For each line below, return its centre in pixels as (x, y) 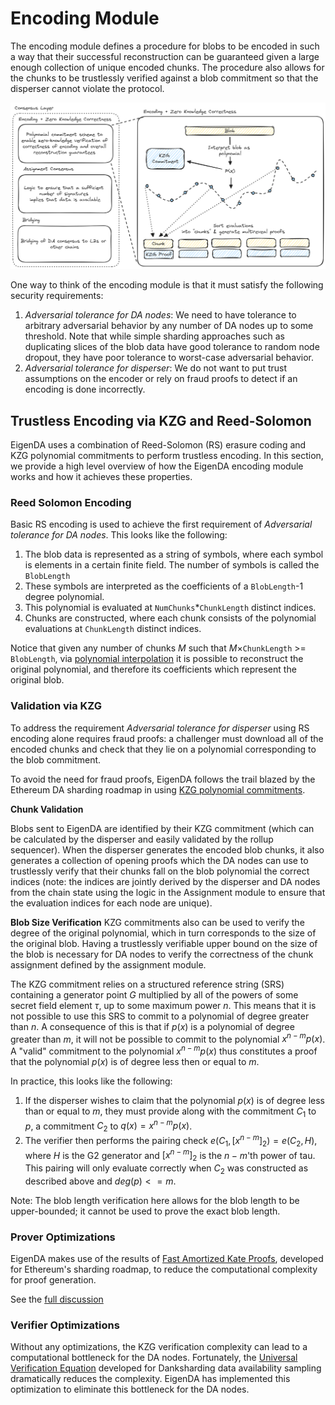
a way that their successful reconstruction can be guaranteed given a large (165, 56)
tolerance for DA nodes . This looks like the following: (119, 535)
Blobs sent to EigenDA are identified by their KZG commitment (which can (162, 828)
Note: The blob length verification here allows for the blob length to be (155, 1200)
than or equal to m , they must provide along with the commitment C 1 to (170, 1112)
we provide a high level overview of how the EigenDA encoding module (157, 466)
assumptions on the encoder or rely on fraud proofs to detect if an (161, 379)
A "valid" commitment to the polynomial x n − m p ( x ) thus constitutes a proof (164, 1050)
